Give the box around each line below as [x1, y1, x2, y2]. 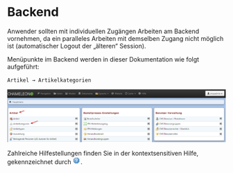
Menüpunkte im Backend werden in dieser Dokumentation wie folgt [7, 55, 200, 63]
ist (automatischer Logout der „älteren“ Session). [7, 42, 147, 50]
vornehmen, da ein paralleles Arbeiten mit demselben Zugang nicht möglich [7, 34, 224, 42]
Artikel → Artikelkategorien [7, 77, 92, 84]
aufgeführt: [7, 62, 40, 71]
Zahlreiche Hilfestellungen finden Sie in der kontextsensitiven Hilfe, [7, 149, 199, 158]
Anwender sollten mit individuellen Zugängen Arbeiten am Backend [7, 27, 200, 35]
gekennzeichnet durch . [7, 158, 83, 166]
